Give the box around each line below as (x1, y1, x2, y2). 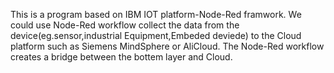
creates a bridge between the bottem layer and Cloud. (10, 51, 233, 63)
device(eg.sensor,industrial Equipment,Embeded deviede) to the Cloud (10, 30, 302, 41)
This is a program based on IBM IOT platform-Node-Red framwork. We (10, 9, 302, 20)
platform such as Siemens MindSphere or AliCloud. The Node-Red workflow (10, 40, 325, 52)
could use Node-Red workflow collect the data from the (10, 19, 240, 31)
